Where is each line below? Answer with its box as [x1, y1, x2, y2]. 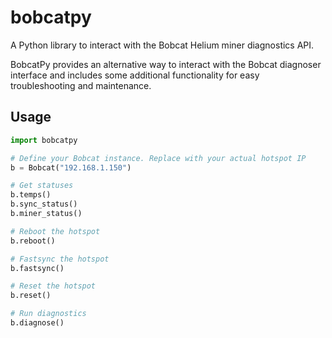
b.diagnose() [10, 318, 65, 328]
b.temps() [10, 190, 52, 200]
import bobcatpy [10, 135, 78, 145]
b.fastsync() [10, 263, 65, 273]
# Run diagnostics [10, 309, 87, 319]
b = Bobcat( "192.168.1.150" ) [10, 162, 132, 173]
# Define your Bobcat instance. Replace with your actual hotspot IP [10, 153, 307, 163]
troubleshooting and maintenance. [10, 79, 152, 91]
